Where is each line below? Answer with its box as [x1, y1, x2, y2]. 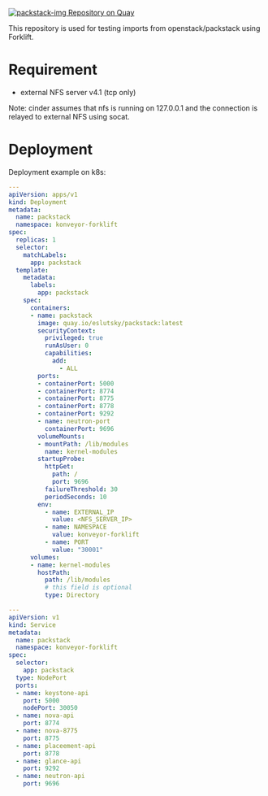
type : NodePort [15, 673, 67, 682]
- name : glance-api [15, 757, 82, 765]
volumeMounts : [37, 432, 85, 441]
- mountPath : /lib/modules [37, 440, 129, 448]
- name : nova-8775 [15, 727, 79, 735]
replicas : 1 [15, 236, 57, 244]
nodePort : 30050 [23, 704, 79, 712]
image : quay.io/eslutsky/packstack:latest [37, 319, 184, 327]
